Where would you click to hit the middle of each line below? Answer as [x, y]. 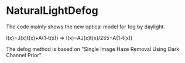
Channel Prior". [24, 55]
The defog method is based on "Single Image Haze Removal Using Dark [93, 49]
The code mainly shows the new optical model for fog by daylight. [86, 27]
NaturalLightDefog [52, 11]
